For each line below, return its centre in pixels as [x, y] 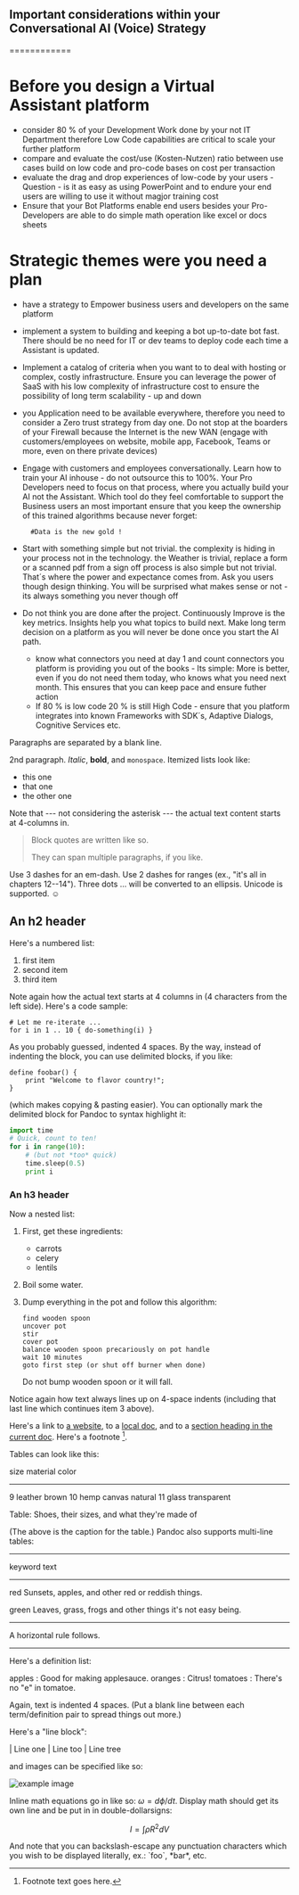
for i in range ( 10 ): [48, 1147]
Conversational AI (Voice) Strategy [108, 29]
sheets [34, 224]
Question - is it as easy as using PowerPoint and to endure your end [147, 186]
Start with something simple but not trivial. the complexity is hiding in [149, 548]
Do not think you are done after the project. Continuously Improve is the [154, 613]
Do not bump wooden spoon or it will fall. [97, 1382]
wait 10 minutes [52, 1358]
